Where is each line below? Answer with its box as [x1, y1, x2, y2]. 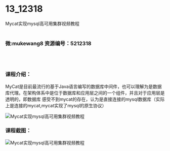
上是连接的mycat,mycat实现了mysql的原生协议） [5, 102, 107, 108]
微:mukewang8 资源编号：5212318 [5, 40, 92, 47]
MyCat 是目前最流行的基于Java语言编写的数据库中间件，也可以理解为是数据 [5, 83, 162, 89]
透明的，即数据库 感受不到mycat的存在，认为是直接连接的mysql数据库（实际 [5, 96, 165, 102]
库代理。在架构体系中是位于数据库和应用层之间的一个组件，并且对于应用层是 [5, 89, 165, 96]
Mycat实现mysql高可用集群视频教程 [5, 20, 80, 26]
